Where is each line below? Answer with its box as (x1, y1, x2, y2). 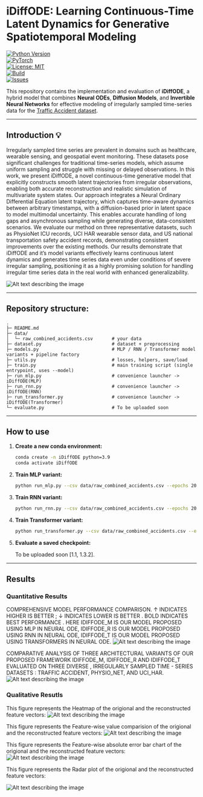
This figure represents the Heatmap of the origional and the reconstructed (6, 704, 191, 712)
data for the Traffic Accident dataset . (6, 107, 98, 114)
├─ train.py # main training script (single (6, 362, 193, 368)
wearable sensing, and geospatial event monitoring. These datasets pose (6, 153, 188, 160)
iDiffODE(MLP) (6, 378, 42, 384)
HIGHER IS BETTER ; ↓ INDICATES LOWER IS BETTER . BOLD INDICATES (6, 612, 188, 619)
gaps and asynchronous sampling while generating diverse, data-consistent (6, 217, 195, 224)
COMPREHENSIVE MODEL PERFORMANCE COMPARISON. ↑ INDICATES (6, 606, 187, 613)
